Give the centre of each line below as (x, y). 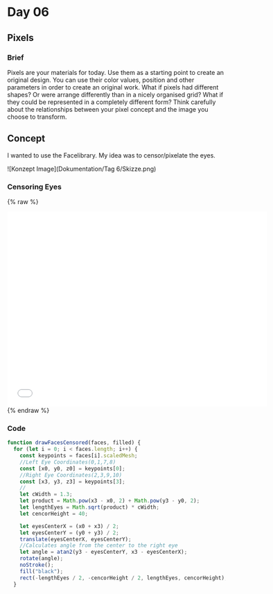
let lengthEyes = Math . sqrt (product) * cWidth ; (89, 507)
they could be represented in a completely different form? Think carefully (112, 102)
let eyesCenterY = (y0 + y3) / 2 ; (69, 533)
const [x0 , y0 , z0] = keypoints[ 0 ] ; (73, 468)
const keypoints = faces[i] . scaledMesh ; (79, 456)
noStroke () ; (37, 565)
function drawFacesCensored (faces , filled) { (74, 443)
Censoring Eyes (35, 187)
